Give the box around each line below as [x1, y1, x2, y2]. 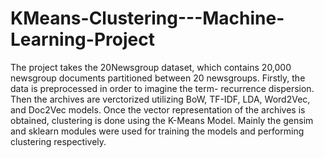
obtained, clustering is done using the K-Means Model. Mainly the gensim [10, 114, 314, 126]
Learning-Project [10, 28, 155, 51]
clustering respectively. [10, 135, 107, 147]
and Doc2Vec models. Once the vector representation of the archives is [10, 103, 306, 116]
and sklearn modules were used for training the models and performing [10, 125, 305, 137]
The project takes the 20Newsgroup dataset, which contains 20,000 [10, 61, 292, 73]
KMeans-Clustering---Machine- [10, 7, 285, 30]
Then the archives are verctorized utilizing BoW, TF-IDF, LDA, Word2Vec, [10, 93, 311, 105]
